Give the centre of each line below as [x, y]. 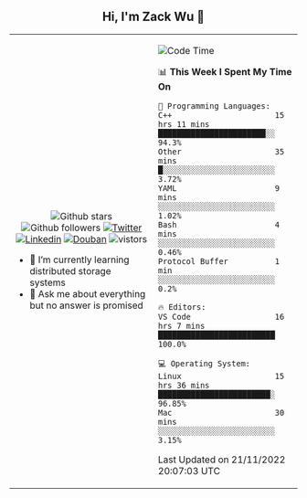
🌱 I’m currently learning [79, 260]
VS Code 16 [222, 317]
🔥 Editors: [182, 307]
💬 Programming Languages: [215, 106]
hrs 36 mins [184, 385]
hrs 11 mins [184, 124]
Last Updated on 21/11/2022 [222, 460]
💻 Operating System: [205, 363]
